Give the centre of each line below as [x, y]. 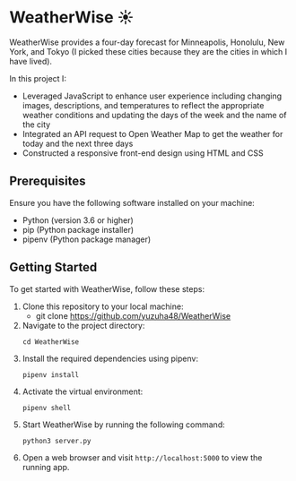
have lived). [30, 61]
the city [36, 125]
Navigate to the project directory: [83, 325]
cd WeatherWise [51, 342]
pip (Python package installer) [78, 229]
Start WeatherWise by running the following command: [124, 425]
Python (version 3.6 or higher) [78, 220]
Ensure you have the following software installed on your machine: [132, 202]
